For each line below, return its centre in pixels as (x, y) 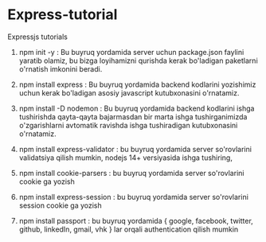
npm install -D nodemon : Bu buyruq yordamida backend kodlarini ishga (137, 108)
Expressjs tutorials (38, 37)
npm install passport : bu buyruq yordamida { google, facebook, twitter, (136, 221)
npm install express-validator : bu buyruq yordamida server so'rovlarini (135, 149)
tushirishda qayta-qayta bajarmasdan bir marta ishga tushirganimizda (133, 116)
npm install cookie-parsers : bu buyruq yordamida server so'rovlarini (131, 173)
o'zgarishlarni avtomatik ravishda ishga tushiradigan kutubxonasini (128, 125)
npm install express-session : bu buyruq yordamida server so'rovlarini (133, 197)
